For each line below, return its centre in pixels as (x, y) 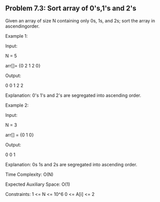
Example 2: (17, 105)
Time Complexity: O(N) (29, 174)
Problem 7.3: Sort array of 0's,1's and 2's (71, 8)
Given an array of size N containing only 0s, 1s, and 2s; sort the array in (80, 20)
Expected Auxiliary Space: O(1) (38, 184)
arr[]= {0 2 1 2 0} (23, 65)
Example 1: (17, 36)
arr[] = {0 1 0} (20, 135)
